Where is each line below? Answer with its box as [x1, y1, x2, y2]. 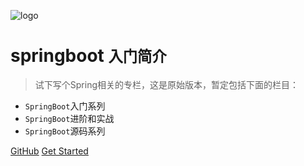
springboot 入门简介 [10, 45, 167, 67]
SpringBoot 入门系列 [24, 100, 106, 112]
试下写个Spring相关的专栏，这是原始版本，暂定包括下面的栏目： [34, 78, 300, 90]
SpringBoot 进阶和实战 [24, 112, 115, 124]
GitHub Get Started [10, 145, 89, 157]
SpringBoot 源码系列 [24, 125, 106, 137]
